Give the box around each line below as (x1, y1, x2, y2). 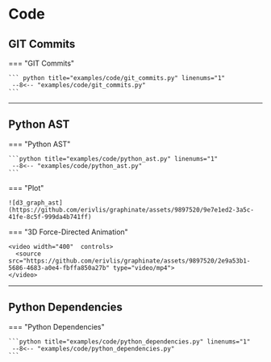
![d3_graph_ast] (8, 199, 63, 207)
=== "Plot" (8, 183, 44, 192)
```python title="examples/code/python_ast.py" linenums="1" (8, 154, 219, 162)
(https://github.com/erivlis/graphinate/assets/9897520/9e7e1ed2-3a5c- (8, 205, 254, 214)
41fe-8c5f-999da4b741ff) (8, 213, 92, 221)
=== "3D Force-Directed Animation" (8, 227, 129, 237)
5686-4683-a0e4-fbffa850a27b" (8, 263, 110, 271)
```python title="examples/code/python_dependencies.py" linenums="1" (8, 337, 251, 346)
